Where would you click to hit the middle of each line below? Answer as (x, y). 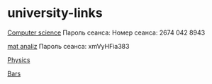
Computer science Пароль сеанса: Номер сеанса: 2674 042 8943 (106, 32)
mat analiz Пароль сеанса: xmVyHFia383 (68, 46)
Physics (19, 60)
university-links (55, 13)
